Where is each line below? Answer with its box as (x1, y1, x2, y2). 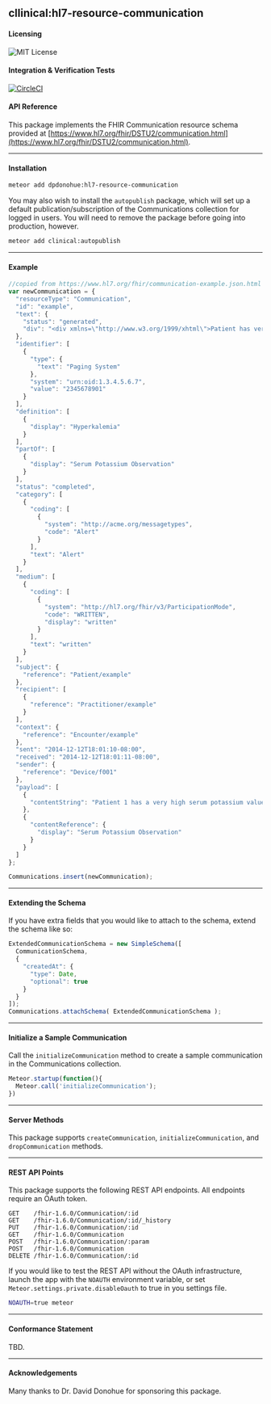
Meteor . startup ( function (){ (8, 1074, 103, 1083)
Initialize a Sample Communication (8, 1032, 127, 1042)
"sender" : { (15, 761, 56, 769)
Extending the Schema (8, 897, 86, 907)
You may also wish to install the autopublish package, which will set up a (8, 195, 251, 205)
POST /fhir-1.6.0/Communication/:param (8, 1238, 150, 1246)
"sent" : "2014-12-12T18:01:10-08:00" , (15, 746, 147, 754)
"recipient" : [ (15, 686, 67, 694)
